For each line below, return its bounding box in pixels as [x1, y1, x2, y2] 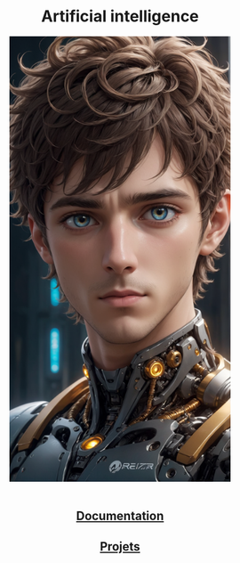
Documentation [76, 509, 164, 524]
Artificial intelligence [41, 6, 199, 27]
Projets [99, 539, 141, 554]
